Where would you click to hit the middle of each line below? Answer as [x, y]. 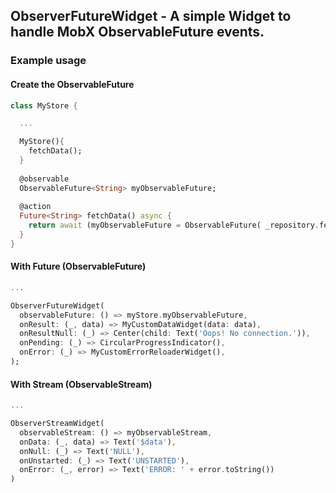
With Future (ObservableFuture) [78, 266]
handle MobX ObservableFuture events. [137, 32]
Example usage [48, 61]
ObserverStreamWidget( [57, 424]
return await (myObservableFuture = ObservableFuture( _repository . [174, 225]
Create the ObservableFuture [72, 84]
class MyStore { [44, 105]
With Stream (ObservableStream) [81, 384]
